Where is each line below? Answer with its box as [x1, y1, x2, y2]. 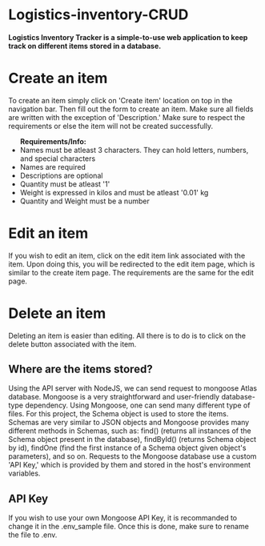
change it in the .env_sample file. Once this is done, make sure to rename [8, 522, 250, 532]
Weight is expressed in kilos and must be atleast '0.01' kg [19, 187, 209, 197]
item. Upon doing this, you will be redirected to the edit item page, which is [8, 259, 255, 269]
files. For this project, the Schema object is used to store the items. [8, 409, 229, 419]
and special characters [19, 154, 96, 163]
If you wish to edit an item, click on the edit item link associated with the [8, 251, 246, 260]
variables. [8, 468, 41, 478]
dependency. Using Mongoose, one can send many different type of [25, 400, 251, 410]
